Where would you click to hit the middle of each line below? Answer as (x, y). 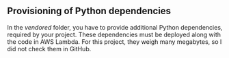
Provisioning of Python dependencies (89, 11)
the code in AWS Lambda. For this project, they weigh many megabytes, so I (114, 41)
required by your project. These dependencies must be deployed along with (114, 34)
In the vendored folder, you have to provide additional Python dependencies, (115, 27)
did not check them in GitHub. (49, 49)
